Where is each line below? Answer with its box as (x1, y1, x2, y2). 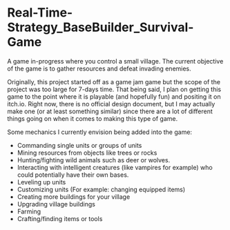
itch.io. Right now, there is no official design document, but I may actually (7, 99, 215, 108)
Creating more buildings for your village (17, 192, 131, 201)
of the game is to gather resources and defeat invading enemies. (7, 64, 191, 73)
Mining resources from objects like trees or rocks (17, 148, 157, 157)
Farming (17, 207, 41, 215)
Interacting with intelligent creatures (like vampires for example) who (17, 163, 213, 171)
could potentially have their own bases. (17, 171, 129, 179)
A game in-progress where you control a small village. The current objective (7, 57, 224, 65)
